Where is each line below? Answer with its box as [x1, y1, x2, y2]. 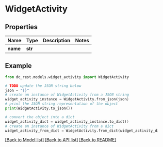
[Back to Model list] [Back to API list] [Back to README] [5, 137, 116, 143]
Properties [5, 23, 38, 31]
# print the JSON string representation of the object [5, 101, 118, 106]
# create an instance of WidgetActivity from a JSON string [5, 92, 130, 98]
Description [43, 37, 70, 44]
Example [5, 62, 32, 70]
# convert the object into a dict [5, 114, 75, 119]
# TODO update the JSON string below [5, 83, 81, 88]
